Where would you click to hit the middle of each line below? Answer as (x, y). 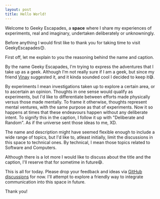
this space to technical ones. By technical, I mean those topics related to (78, 142)
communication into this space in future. (45, 182)
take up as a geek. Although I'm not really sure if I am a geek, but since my (80, 72)
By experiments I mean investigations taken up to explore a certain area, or (80, 86)
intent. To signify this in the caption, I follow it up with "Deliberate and (75, 117)
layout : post (18, 9)
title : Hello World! (26, 14)
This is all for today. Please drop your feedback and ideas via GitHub (74, 171)
